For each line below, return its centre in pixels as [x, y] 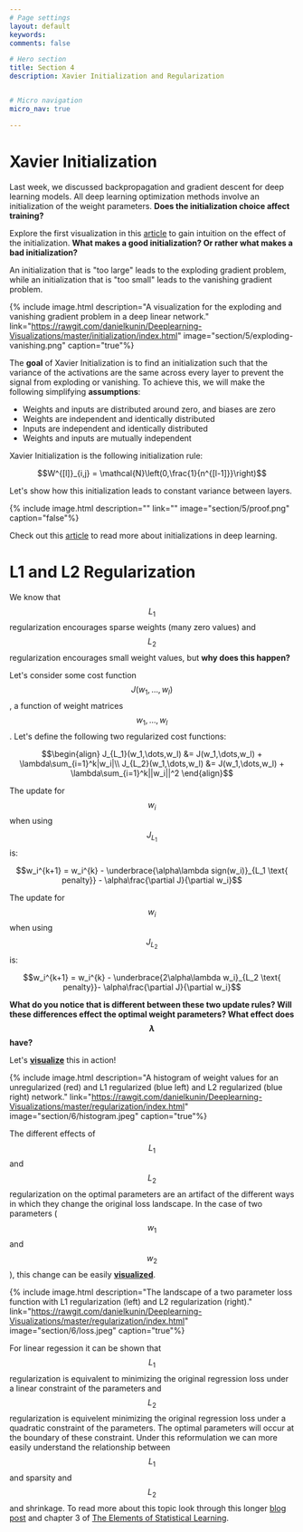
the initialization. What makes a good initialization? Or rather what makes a [151, 243]
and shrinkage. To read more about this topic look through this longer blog [148, 1508]
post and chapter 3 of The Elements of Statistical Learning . [119, 1518]
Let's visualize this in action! [63, 1059]
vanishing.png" [38, 345]
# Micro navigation [46, 101]
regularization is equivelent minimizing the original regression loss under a [148, 1419]
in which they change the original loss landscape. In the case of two [136, 1204]
